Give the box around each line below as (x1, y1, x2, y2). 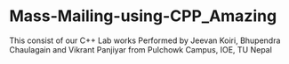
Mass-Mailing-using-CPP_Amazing (9, 6, 277, 26)
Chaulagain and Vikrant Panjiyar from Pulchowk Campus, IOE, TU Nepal (9, 44, 273, 54)
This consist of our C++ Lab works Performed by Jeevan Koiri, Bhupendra (9, 35, 281, 46)
